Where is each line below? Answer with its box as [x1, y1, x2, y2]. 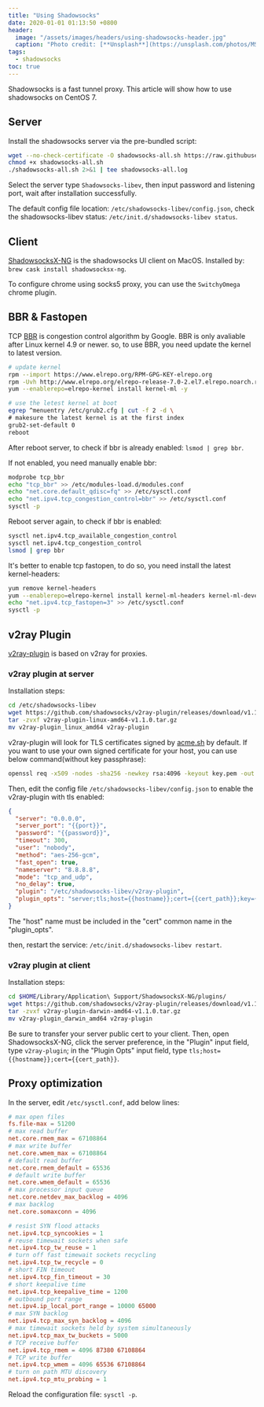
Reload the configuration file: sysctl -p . [8, 1390, 137, 1399]
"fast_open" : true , [15, 858, 79, 866]
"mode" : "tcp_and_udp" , [15, 873, 93, 881]
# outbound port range [8, 1295, 82, 1303]
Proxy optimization [8, 1077, 103, 1090]
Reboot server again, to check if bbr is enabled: [8, 516, 163, 527]
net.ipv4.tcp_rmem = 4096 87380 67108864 [8, 1346, 146, 1354]
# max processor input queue [8, 1186, 104, 1194]
